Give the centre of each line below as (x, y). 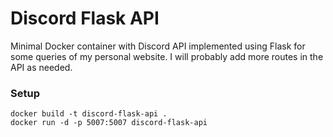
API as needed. (41, 67)
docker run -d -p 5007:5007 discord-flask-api (109, 123)
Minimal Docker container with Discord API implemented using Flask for (158, 46)
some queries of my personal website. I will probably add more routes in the (167, 56)
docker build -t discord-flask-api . (89, 114)
